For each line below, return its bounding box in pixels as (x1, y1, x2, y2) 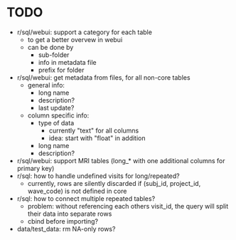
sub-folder (38, 51, 70, 59)
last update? (38, 103, 75, 112)
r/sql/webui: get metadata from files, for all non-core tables (16, 73, 191, 82)
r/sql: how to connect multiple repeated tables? (16, 194, 156, 203)
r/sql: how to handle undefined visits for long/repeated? (16, 172, 180, 180)
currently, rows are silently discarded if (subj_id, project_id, (27, 179, 201, 187)
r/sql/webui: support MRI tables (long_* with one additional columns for (16, 156, 225, 165)
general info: (27, 80, 65, 89)
